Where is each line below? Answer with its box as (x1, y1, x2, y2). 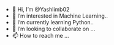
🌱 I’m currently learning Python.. (12, 19, 94, 26)
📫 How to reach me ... (12, 32, 69, 39)
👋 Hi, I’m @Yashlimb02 (12, 6, 70, 13)
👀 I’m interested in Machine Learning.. (12, 12, 108, 19)
